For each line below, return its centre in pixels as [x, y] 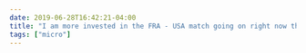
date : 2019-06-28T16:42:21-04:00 [73, 18]
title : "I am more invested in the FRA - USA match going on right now [148, 26]
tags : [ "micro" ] [40, 34]
